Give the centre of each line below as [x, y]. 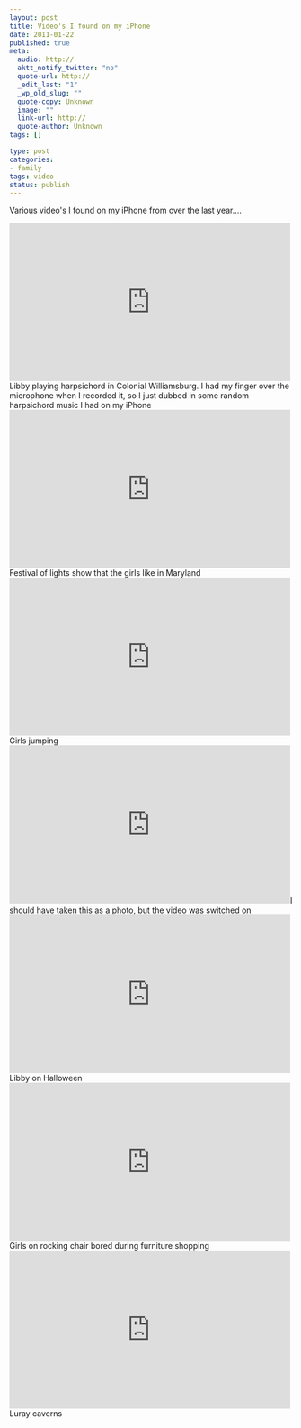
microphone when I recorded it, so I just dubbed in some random [129, 396]
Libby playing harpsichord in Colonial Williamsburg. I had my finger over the [150, 386]
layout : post [34, 18]
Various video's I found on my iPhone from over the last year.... [126, 210]
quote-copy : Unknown [56, 101]
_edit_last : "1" [48, 85]
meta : [19, 51]
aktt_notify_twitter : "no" [68, 68]
